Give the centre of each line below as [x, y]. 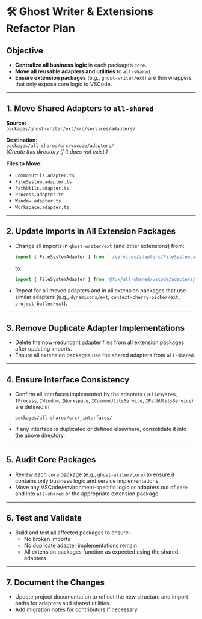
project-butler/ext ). [41, 303]
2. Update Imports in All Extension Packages [91, 231]
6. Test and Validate [44, 518]
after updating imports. [43, 349]
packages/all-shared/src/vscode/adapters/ [60, 146]
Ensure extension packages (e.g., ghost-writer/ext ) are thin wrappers [103, 78]
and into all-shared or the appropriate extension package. [87, 494]
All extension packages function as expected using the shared [101, 551]
